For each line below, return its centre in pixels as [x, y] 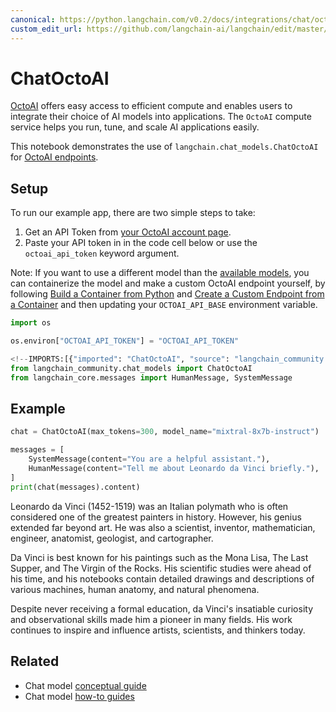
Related [35, 661]
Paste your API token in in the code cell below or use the [141, 243]
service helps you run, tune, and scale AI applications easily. [135, 127]
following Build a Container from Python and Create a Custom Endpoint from [167, 294]
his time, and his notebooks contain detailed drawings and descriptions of [162, 578]
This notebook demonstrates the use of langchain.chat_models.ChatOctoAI [164, 147]
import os [31, 323]
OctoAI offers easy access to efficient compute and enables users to [151, 106]
